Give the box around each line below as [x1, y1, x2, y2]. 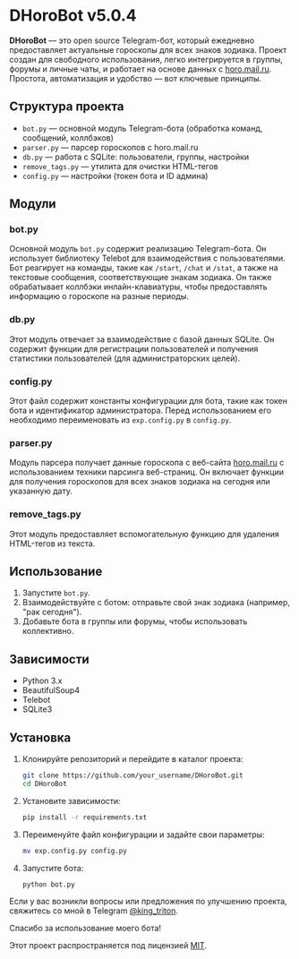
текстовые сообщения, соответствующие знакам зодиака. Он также [9, 272, 272, 283]
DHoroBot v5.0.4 [9, 5, 137, 26]
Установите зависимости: [21, 795, 121, 806]
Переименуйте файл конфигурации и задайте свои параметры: [21, 829, 266, 840]
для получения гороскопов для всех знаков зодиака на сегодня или [9, 476, 270, 487]
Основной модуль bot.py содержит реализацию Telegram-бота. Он [9, 244, 267, 254]
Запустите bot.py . [21, 587, 91, 598]
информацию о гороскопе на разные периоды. [9, 291, 190, 302]
